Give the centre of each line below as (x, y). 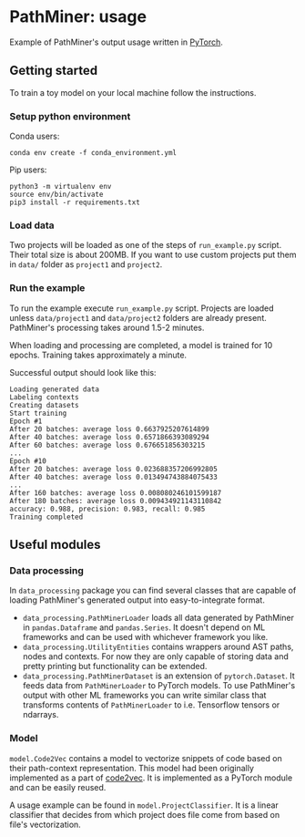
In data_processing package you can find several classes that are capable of (153, 591)
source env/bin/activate (56, 195)
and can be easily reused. (58, 787)
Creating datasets (44, 405)
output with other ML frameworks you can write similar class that (144, 696)
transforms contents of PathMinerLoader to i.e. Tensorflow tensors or (151, 705)
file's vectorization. (46, 824)
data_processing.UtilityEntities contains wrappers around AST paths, (158, 647)
